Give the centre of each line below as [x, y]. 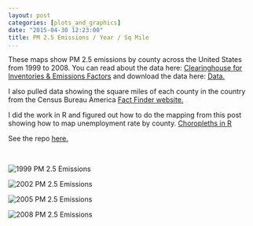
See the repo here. [38, 139]
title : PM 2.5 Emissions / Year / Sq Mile [79, 37]
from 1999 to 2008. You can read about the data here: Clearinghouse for [125, 68]
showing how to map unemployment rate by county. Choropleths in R [120, 123]
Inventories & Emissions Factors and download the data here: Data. [117, 76]
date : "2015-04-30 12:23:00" [56, 30]
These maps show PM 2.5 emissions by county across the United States [125, 60]
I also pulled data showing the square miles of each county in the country [127, 92]
